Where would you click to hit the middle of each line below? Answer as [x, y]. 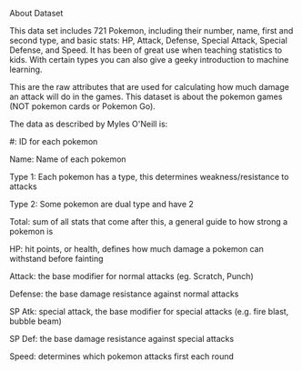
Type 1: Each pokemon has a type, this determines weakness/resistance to [149, 177]
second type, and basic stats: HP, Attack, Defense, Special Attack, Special [149, 40]
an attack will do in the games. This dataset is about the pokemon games [146, 96]
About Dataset [36, 13]
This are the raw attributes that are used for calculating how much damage [149, 87]
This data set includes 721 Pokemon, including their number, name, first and [151, 30]
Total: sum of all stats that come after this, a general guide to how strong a [149, 221]
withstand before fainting [56, 259]
